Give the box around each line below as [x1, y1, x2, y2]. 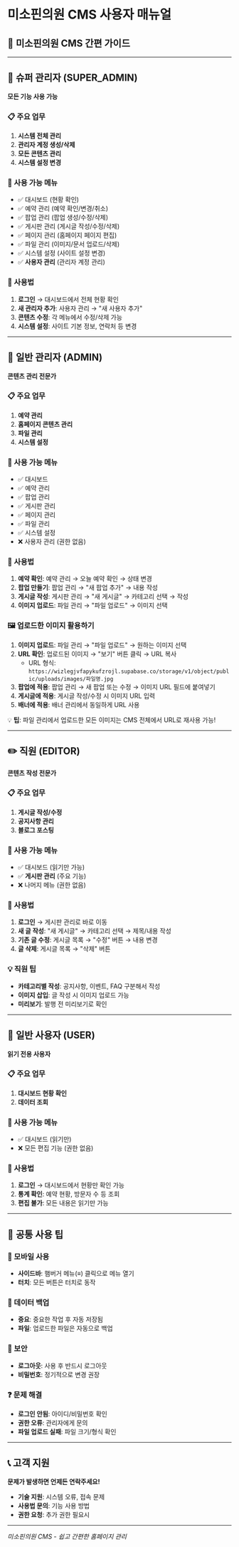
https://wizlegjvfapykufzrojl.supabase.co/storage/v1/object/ [28, 668, 217, 675]
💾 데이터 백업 [7, 1298, 50, 1308]
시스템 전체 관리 [17, 131, 62, 140]
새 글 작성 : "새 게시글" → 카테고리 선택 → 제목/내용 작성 [17, 927, 172, 935]
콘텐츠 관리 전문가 [7, 372, 57, 380]
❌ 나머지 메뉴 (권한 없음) [17, 881, 87, 889]
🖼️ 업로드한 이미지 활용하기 [7, 621, 95, 631]
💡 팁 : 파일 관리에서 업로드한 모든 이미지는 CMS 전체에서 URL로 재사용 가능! [7, 715, 216, 724]
